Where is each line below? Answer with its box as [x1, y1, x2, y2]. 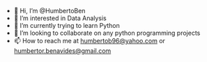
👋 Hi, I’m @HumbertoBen [13, 7, 86, 15]
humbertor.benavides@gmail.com [13, 47, 112, 55]
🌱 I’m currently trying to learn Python [13, 22, 121, 29]
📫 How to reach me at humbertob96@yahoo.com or [13, 37, 166, 45]
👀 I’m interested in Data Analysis [13, 14, 107, 22]
